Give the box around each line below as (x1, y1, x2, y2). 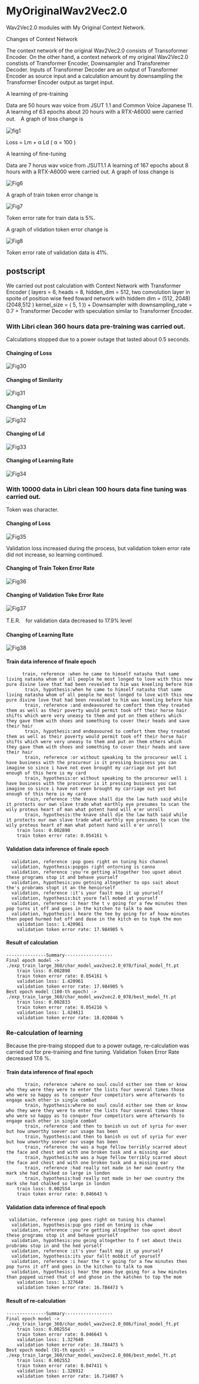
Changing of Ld (6, 430, 45, 437)
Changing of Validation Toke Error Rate (6, 591, 104, 598)
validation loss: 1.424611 (17, 1009, 84, 1016)
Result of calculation (6, 939, 58, 946)
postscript (6, 266, 46, 277)
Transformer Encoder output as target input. (6, 79, 115, 86)
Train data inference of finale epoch (6, 657, 96, 665)
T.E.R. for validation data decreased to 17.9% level (6, 617, 132, 624)
